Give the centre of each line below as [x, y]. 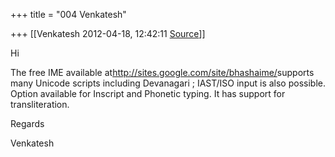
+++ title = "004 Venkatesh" [68, 14]
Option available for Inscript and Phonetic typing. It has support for [148, 93]
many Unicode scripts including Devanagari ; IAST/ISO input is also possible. [168, 83]
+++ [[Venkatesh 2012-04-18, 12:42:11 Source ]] [108, 33]
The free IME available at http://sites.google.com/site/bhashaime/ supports [162, 72]
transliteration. [40, 104]
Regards [27, 123]
